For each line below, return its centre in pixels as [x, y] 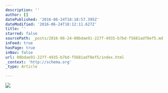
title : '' [16, 29]
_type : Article [21, 67]
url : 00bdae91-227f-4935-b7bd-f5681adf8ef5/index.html [65, 57]
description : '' [22, 10]
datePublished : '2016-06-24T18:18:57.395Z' [52, 19]
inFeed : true [19, 43]
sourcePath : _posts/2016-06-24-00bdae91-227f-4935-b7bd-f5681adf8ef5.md [84, 39]
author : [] [17, 15]
